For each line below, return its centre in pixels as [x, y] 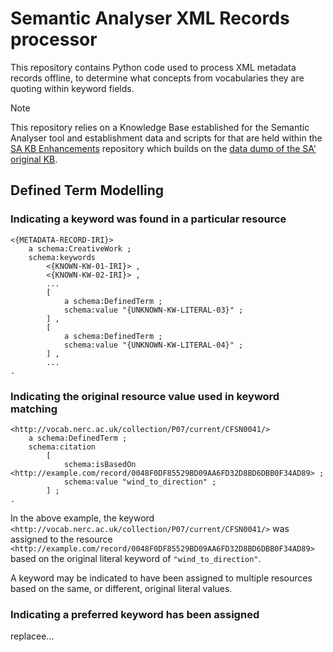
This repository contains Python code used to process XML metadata [153, 67]
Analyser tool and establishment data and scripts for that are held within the [166, 138]
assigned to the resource [61, 539]
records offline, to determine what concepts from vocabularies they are [157, 78]
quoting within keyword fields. [72, 88]
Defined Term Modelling [87, 190]
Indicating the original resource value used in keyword [145, 396]
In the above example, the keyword [82, 518]
